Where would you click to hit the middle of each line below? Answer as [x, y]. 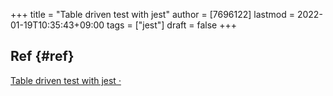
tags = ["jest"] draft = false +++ [171, 25]
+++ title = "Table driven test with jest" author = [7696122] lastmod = [153, 14]
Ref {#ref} [42, 56]
